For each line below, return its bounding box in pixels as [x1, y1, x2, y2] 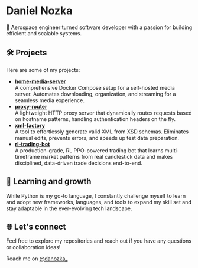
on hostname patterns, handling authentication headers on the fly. [14, 115, 176, 122]
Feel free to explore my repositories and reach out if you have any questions [6, 237, 192, 244]
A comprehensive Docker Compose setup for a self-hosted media [14, 84, 176, 91]
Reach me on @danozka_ [6, 255, 68, 262]
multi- [164, 146, 179, 154]
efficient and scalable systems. [6, 30, 82, 37]
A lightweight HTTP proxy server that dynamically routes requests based [14, 109, 192, 116]
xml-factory [14, 122, 46, 129]
